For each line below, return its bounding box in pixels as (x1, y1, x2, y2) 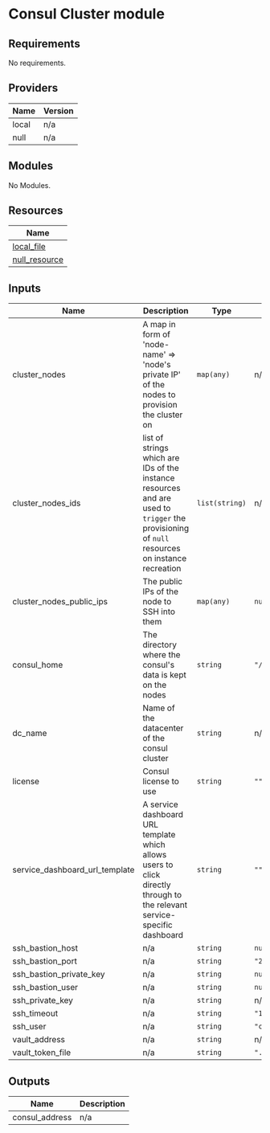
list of (142, 432, 164, 444)
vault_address (12, 1034, 66, 1045)
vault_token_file (12, 1047, 72, 1058)
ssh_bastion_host (12, 943, 79, 954)
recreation (142, 563, 182, 575)
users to (142, 859, 174, 870)
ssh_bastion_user (12, 982, 79, 993)
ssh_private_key (12, 995, 74, 1006)
